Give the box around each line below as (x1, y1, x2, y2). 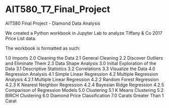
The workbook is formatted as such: (5, 45, 81, 51)
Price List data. (5, 35, 37, 41)
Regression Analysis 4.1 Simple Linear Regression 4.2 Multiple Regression (5, 71, 158, 77)
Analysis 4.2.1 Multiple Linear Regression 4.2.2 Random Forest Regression (5, 76, 159, 82)
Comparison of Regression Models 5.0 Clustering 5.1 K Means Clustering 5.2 (5, 87, 164, 93)
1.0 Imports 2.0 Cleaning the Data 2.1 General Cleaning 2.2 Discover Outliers (5, 55, 163, 61)
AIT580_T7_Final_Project (5, 4, 110, 15)
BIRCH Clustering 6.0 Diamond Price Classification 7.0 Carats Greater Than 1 (5, 92, 164, 98)
